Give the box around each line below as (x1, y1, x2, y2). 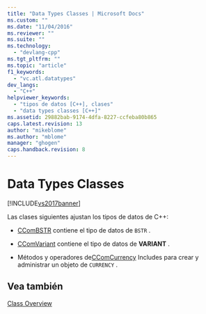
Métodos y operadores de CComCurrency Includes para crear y (17, 253, 199, 261)
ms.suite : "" (7, 36, 45, 43)
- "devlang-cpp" (13, 49, 61, 56)
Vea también (7, 281, 63, 292)
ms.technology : (7, 42, 51, 49)
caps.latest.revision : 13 (7, 120, 82, 127)
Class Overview (7, 299, 52, 307)
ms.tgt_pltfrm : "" (7, 56, 61, 63)
